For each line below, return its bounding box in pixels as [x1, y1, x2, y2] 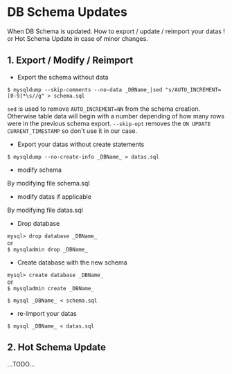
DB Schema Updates [7, 4, 128, 20]
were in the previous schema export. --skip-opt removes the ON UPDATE [7, 119, 211, 127]
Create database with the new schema [17, 258, 127, 267]
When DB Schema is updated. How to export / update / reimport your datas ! [7, 27, 225, 35]
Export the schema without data [17, 73, 109, 81]
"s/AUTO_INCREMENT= [165, 86, 222, 93]
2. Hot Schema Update [7, 341, 106, 353]
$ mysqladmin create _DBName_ [7, 285, 95, 292]
